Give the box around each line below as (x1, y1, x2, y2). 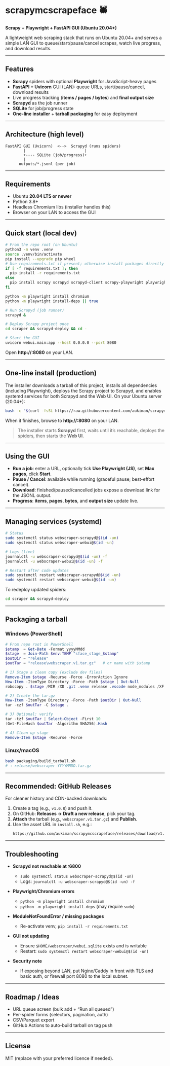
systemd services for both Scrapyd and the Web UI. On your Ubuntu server (5, 393, 162, 399)
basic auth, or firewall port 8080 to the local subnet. (20, 973, 129, 979)
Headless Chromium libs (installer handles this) (12, 204, 111, 210)
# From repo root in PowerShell (5, 642, 73, 647)
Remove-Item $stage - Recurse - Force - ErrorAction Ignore (5, 674, 128, 680)
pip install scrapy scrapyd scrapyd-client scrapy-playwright (10, 280, 144, 285)
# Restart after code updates (5, 568, 69, 573)
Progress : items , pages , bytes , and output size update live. (12, 498, 139, 504)
